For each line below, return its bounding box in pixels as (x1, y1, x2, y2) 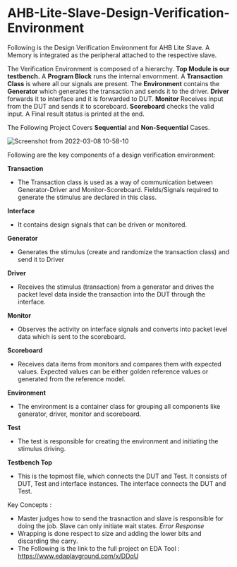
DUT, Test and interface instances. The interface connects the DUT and (17, 479, 226, 488)
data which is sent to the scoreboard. (17, 332, 126, 340)
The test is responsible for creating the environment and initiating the (17, 436, 219, 446)
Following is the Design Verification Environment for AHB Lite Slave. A (7, 43, 210, 52)
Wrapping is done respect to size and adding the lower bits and (17, 529, 202, 537)
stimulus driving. (17, 444, 66, 453)
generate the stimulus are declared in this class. (17, 193, 157, 201)
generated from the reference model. (17, 374, 126, 383)
